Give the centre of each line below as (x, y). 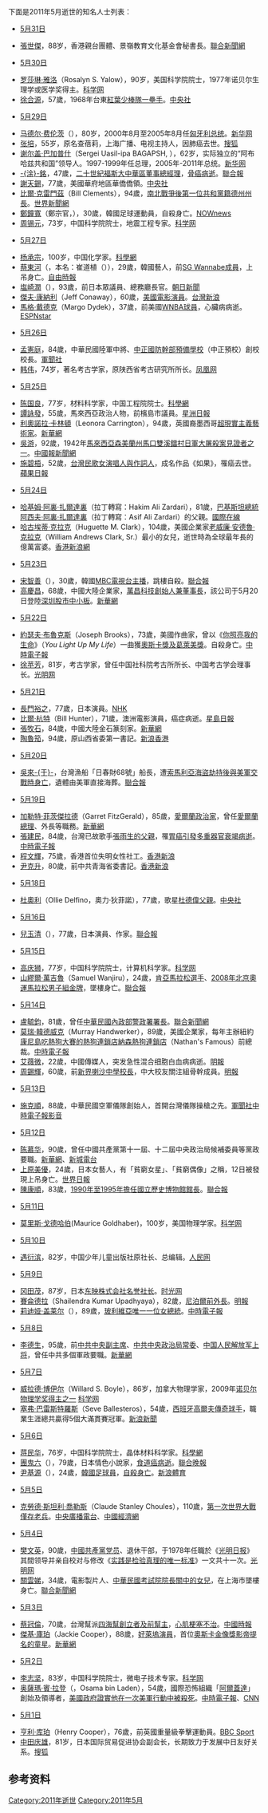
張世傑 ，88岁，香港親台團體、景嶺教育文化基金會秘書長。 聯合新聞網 (132, 45)
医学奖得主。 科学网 (73, 89)
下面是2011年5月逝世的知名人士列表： (70, 12)
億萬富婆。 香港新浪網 (55, 547)
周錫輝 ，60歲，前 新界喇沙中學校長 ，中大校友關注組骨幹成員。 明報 (129, 1071)
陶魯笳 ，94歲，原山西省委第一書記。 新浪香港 (94, 738)
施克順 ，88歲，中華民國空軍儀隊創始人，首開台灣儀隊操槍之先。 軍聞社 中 (140, 1105)
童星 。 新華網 (55, 1644)
